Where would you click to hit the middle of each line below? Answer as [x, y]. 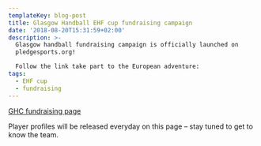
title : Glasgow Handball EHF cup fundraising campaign [100, 23]
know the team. [34, 134]
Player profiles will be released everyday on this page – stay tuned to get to [130, 126]
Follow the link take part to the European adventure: [108, 67]
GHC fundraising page [45, 110]
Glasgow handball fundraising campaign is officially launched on [127, 45]
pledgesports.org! [46, 52]
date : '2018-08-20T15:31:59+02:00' [67, 30]
